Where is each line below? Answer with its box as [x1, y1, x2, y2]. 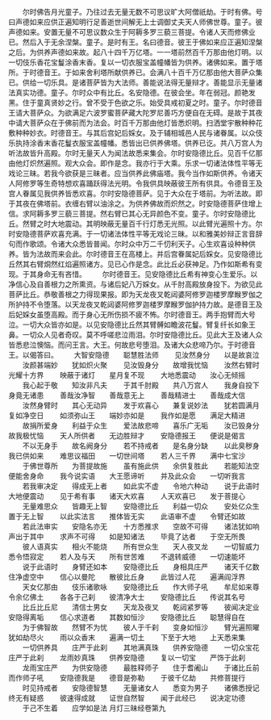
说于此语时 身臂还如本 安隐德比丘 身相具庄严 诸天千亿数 [22, 562, 260, 571]
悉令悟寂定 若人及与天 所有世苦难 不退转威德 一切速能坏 [8, 552, 246, 561]
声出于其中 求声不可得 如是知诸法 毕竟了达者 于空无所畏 [8, 532, 246, 541]
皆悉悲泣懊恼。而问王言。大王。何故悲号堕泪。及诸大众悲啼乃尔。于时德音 [8, 340, 256, 350]
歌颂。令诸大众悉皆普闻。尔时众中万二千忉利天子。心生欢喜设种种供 [29, 239, 256, 249]
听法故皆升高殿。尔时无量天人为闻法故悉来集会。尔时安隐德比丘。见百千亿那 [8, 149, 263, 157]
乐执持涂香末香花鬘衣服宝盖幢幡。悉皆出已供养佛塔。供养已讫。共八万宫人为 [8, 138, 263, 148]
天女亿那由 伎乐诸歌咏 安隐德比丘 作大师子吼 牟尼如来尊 [22, 582, 260, 592]
